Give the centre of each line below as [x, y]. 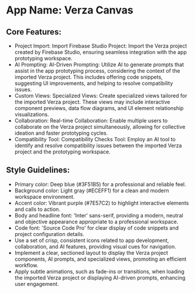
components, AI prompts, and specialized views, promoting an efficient [100, 259]
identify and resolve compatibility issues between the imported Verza [98, 145]
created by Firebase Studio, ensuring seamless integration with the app [101, 52]
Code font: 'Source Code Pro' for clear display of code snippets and [96, 228]
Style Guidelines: [38, 170]
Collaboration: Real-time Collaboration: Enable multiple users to [91, 120]
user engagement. [37, 284]
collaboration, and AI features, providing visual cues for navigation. [95, 246]
